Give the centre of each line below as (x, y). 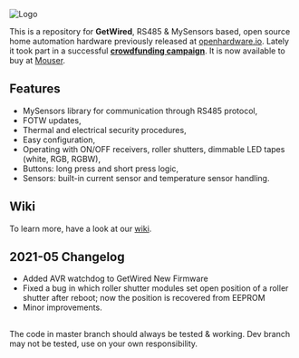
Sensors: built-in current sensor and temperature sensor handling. (146, 178)
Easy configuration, (59, 140)
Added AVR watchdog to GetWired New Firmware (115, 279)
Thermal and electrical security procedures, (105, 130)
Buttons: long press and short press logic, (101, 169)
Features (35, 89)
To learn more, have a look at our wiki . (81, 228)
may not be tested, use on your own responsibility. (103, 343)
